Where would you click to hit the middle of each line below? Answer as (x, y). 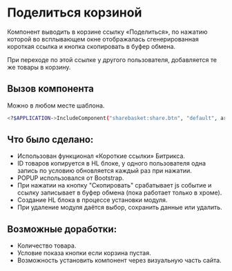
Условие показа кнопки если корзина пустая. (84, 253)
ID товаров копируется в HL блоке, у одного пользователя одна (111, 163)
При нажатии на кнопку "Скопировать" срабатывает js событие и (114, 185)
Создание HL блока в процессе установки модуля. (92, 200)
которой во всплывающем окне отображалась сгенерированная (103, 39)
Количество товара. (47, 245)
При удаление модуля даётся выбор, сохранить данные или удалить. (119, 208)
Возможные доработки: (62, 229)
